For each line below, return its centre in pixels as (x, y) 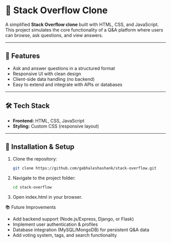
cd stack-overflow (32, 188)
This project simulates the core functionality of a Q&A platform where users (84, 29)
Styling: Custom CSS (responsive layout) (56, 126)
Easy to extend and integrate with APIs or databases (67, 84)
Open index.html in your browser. (47, 197)
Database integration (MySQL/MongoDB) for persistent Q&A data (81, 230)
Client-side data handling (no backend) (54, 79)
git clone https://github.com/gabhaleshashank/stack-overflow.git (84, 168)
